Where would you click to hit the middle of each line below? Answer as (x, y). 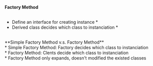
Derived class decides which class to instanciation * (65, 27)
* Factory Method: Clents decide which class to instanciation (67, 53)
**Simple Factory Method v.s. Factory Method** (54, 42)
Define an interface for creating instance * (55, 22)
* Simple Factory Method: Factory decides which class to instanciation (77, 47)
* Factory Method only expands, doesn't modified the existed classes (76, 58)
